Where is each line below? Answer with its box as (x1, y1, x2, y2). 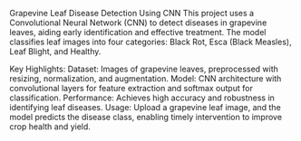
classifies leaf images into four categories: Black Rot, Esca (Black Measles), (9, 36, 292, 47)
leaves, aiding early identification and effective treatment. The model (9, 27, 267, 37)
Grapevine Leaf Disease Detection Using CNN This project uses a (9, 8, 255, 18)
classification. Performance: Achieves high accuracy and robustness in (9, 92, 275, 103)
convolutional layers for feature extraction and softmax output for (9, 83, 254, 93)
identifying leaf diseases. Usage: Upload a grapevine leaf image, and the (9, 102, 281, 112)
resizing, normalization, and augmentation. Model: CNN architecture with (9, 73, 282, 84)
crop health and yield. (9, 121, 91, 132)
